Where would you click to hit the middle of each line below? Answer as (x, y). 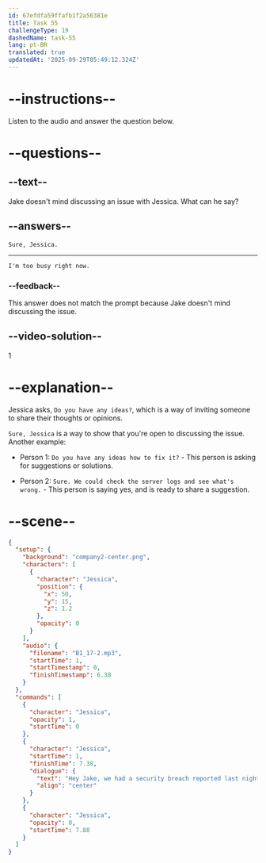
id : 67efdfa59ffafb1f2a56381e (58, 15)
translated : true (37, 52)
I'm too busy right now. (49, 266)
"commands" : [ (38, 697)
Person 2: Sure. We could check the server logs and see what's (127, 481)
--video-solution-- (55, 337)
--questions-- (55, 153)
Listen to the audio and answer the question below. (91, 121)
